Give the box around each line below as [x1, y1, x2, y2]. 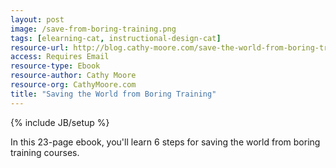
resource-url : [10, 42, 70, 53]
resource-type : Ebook [10, 61, 101, 71]
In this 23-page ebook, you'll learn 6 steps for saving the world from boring [10, 136, 321, 148]
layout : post [10, 14, 65, 25]
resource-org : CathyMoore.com [10, 80, 137, 90]
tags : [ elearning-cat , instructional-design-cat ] [10, 33, 222, 43]
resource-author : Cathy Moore [10, 71, 137, 81]
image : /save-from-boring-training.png [10, 24, 177, 34]
